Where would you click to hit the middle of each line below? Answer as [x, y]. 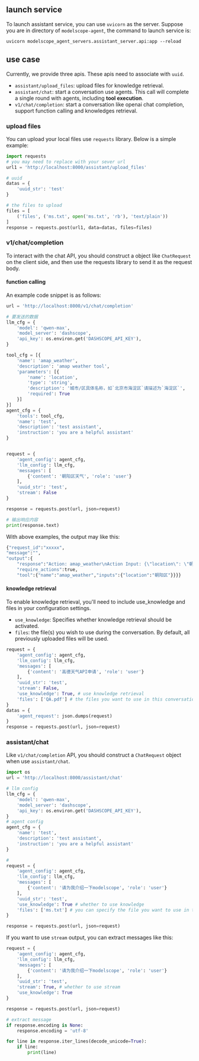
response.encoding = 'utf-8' [53, 1031]
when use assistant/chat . [38, 761]
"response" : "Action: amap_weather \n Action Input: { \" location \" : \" [103, 564]
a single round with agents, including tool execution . [79, 98]
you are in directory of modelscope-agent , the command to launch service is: [99, 30]
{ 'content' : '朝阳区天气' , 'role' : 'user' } [80, 476]
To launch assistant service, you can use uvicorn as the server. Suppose [95, 24]
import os [18, 773]
